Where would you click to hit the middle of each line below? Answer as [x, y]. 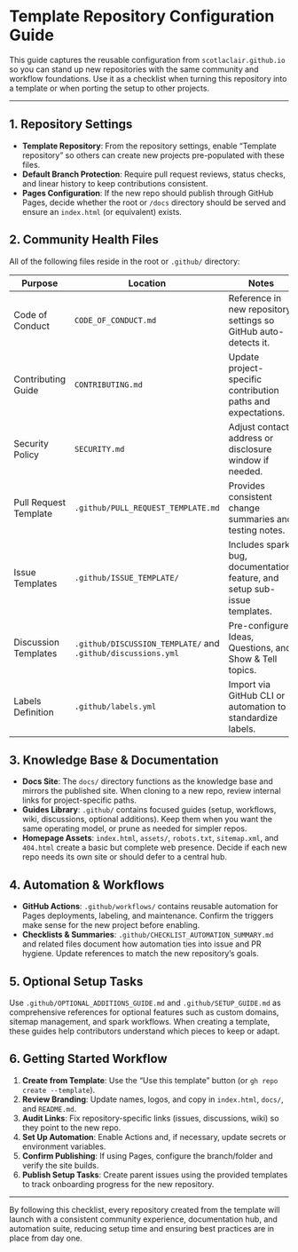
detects [244, 342]
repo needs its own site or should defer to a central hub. [125, 857]
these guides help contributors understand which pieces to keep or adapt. [145, 1031]
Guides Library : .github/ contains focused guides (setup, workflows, [149, 810]
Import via [249, 684]
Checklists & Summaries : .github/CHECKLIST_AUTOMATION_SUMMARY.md [148, 935]
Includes [246, 544]
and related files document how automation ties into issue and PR [141, 944]
